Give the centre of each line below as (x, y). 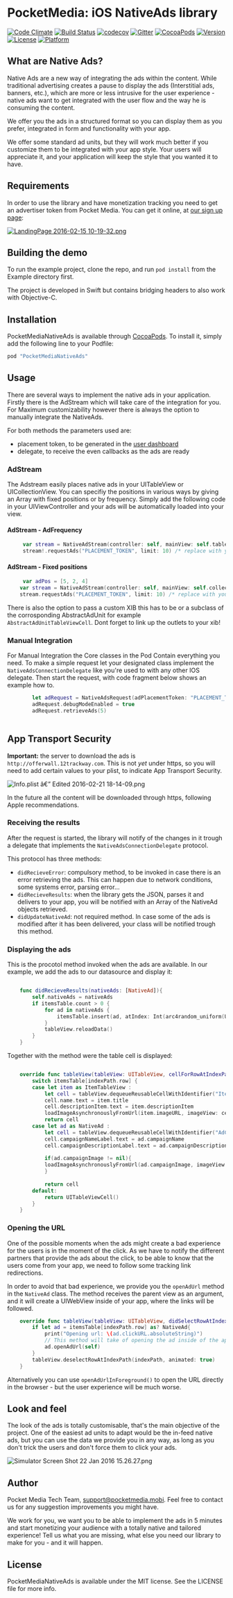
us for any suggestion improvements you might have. (83, 1507)
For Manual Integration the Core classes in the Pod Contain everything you (114, 655)
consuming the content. (41, 107)
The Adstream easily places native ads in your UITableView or (95, 484)
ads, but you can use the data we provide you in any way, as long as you (111, 1440)
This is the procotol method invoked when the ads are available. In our (107, 965)
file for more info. (32, 1589)
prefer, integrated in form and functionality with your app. (89, 128)
